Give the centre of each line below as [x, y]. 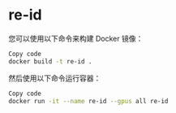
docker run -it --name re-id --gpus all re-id [88, 101]
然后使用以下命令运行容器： [55, 78]
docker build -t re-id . [50, 61]
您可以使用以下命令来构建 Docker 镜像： [76, 38]
